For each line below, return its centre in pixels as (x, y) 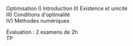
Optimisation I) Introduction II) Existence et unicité (67, 8)
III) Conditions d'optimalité (38, 15)
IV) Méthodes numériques (38, 21)
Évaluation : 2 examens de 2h (42, 32)
